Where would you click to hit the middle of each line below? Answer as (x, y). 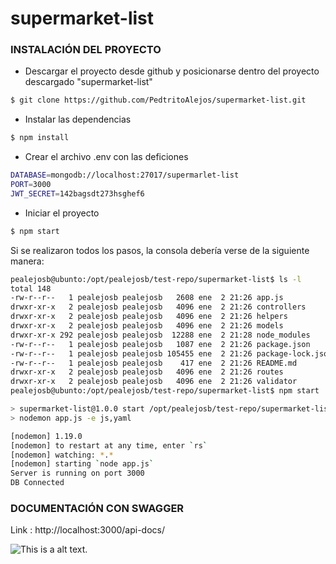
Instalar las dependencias (78, 119)
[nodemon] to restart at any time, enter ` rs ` (109, 445)
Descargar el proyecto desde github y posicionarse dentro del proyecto (172, 71)
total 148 (31, 288)
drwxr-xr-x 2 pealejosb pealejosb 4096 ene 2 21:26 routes (147, 372)
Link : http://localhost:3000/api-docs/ (88, 530)
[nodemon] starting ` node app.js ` (82, 464)
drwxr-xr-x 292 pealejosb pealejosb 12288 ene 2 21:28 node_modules (160, 335)
